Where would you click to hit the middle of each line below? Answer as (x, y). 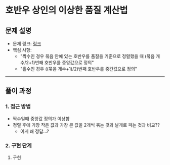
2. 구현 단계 (18, 145)
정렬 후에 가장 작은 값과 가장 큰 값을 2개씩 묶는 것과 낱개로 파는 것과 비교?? (86, 125)
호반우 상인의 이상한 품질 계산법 (67, 10)
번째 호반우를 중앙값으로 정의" (65, 63)
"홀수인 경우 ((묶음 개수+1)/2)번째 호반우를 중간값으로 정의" (79, 69)
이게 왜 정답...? (34, 131)
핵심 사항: (22, 50)
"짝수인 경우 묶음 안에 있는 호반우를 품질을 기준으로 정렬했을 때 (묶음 (88, 56)
